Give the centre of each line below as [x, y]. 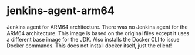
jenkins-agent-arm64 [61, 11]
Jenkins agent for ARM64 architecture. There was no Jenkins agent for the [97, 27]
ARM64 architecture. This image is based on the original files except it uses [98, 33]
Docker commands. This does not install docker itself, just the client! [89, 46]
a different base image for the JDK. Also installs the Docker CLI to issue [93, 39]
